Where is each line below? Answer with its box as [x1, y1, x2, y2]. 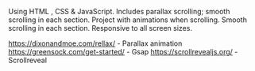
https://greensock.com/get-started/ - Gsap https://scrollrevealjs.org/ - [8, 47, 238, 56]
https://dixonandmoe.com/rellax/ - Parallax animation [8, 39, 183, 48]
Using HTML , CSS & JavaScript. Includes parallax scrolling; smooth [8, 7, 230, 16]
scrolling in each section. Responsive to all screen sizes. [8, 24, 193, 32]
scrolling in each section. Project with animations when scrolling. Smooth [8, 15, 248, 24]
